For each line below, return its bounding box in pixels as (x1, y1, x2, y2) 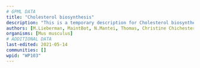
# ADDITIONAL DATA (6, 36, 52, 42)
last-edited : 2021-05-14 (6, 42, 68, 48)
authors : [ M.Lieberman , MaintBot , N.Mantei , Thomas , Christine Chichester (6, 25, 196, 31)
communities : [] (6, 47, 46, 53)
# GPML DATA (6, 8, 36, 15)
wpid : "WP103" (6, 53, 42, 59)
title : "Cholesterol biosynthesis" (6, 14, 95, 20)
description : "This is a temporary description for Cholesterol (6, 20, 169, 25)
